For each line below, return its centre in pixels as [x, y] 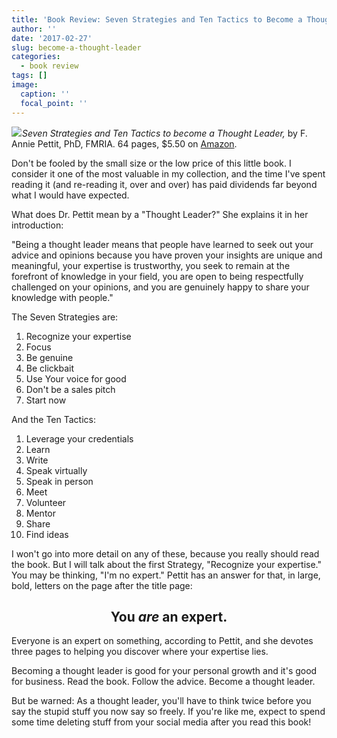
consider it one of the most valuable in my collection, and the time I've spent [168, 173]
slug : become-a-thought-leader [76, 47]
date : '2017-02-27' [52, 38]
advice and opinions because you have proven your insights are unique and [167, 255]
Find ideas [47, 534]
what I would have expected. [70, 195]
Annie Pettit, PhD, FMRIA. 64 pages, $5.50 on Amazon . [124, 143]
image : [25, 85]
